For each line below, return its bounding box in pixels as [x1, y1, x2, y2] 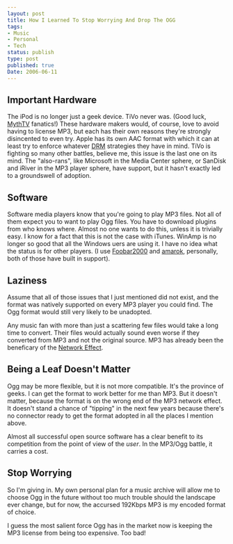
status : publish [7, 49, 54, 56]
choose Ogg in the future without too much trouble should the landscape [7, 493, 216, 501]
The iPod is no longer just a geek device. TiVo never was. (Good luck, [7, 113, 207, 121]
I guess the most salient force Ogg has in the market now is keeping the [7, 521, 213, 529]
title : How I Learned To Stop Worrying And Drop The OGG [7, 17, 176, 24]
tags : [7, 23, 23, 30]
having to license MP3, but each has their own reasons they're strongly [7, 127, 211, 135]
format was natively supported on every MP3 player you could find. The [7, 300, 214, 308]
